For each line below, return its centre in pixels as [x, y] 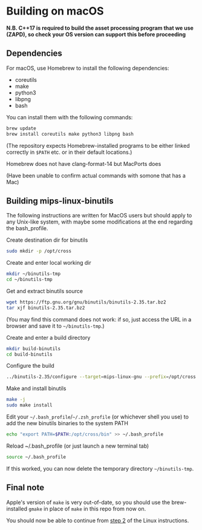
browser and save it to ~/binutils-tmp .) [55, 326]
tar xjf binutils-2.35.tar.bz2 [46, 308]
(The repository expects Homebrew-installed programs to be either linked [98, 145]
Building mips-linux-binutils [60, 201]
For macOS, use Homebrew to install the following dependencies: [88, 68]
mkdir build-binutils [34, 349]
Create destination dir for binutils [47, 240]
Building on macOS [55, 11]
